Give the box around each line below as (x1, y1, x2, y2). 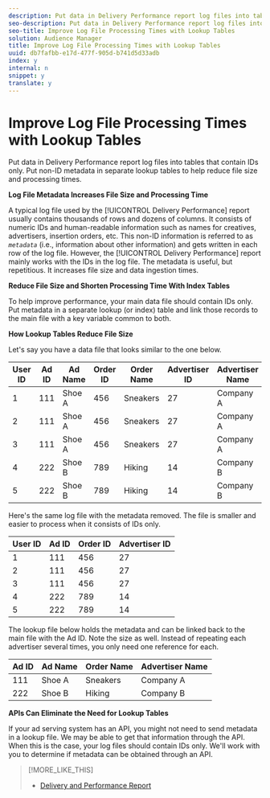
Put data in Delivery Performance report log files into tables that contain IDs (8, 158, 259, 167)
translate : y (8, 79, 52, 87)
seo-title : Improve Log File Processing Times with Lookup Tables (8, 27, 235, 35)
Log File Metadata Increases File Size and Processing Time (8, 190, 209, 199)
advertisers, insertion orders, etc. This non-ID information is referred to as (8, 231, 253, 241)
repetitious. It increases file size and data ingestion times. (8, 265, 199, 275)
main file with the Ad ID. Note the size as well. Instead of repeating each (8, 633, 247, 644)
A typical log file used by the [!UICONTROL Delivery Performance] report (8, 206, 250, 216)
